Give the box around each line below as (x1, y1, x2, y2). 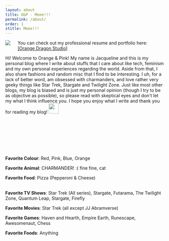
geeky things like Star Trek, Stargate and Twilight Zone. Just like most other (5, 82, 163, 88)
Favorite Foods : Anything (5, 230, 59, 236)
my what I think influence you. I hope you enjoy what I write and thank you (5, 98, 160, 104)
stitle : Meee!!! (5, 26, 39, 31)
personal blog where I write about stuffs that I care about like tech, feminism (5, 61, 164, 67)
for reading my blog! (5, 109, 48, 115)
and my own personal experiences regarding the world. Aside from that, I (5, 66, 158, 72)
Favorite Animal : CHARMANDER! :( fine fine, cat (5, 165, 106, 171)
